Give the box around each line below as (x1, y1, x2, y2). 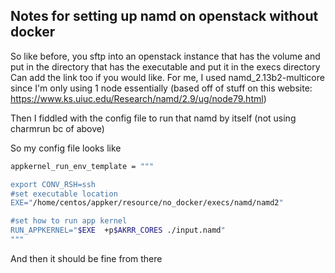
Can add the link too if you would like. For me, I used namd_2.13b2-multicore (10, 71, 325, 83)
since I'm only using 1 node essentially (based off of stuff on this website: (10, 82, 313, 94)
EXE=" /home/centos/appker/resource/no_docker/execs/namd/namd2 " (10, 198, 284, 208)
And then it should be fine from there (10, 252, 163, 264)
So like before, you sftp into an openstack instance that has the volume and (10, 50, 321, 62)
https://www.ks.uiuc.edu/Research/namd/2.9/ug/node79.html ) (10, 92, 267, 104)
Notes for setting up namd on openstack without (10, 8, 319, 25)
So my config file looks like (10, 142, 122, 154)
